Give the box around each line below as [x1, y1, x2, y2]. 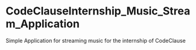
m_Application [5, 17, 80, 31]
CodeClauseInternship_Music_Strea [5, 4, 191, 18]
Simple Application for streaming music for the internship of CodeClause [5, 37, 186, 44]
